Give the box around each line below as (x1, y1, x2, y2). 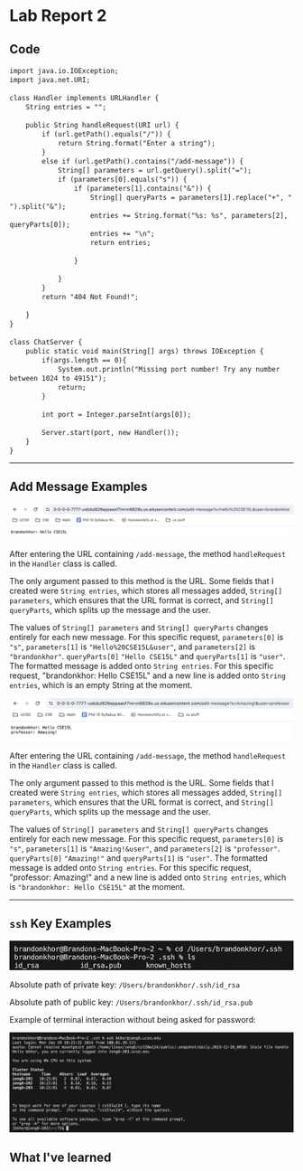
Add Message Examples (9, 479, 148, 495)
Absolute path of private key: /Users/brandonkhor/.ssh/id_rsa (9, 979, 241, 990)
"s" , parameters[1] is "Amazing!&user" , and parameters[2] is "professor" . (9, 843, 280, 855)
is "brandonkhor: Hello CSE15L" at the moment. (9, 882, 186, 892)
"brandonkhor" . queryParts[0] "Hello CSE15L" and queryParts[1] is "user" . (9, 650, 286, 661)
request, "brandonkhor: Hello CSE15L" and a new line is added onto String (9, 670, 286, 681)
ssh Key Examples (9, 916, 112, 931)
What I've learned (9, 1150, 112, 1166)
